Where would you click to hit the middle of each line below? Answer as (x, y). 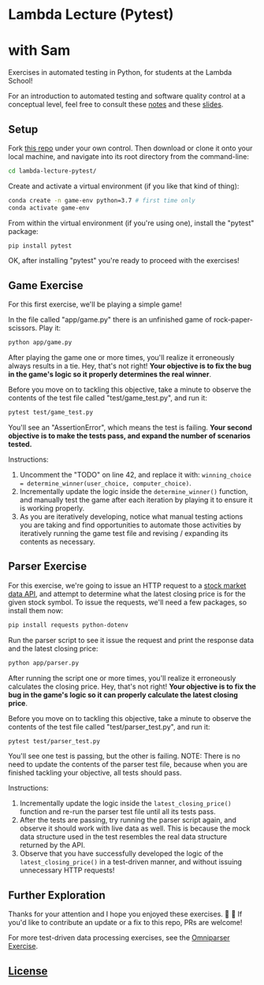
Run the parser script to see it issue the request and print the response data (131, 640)
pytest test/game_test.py (50, 413)
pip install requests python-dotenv (68, 625)
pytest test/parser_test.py (54, 741)
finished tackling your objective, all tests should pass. (95, 773)
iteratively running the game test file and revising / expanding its (124, 533)
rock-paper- (233, 320)
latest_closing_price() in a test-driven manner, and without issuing (131, 862)
